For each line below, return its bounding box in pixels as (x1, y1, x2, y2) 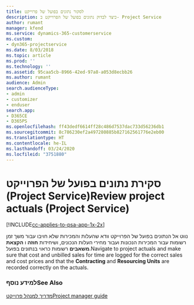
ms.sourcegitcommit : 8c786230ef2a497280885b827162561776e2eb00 (6, 129, 165, 136)
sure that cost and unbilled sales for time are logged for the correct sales (6, 251, 183, 258)
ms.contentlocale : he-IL (6, 140, 67, 146)
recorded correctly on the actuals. (6, 264, 89, 271)
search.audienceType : (6, 86, 59, 91)
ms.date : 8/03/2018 (6, 47, 54, 53)
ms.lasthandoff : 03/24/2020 (6, 146, 75, 152)
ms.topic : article (6, 53, 51, 58)
